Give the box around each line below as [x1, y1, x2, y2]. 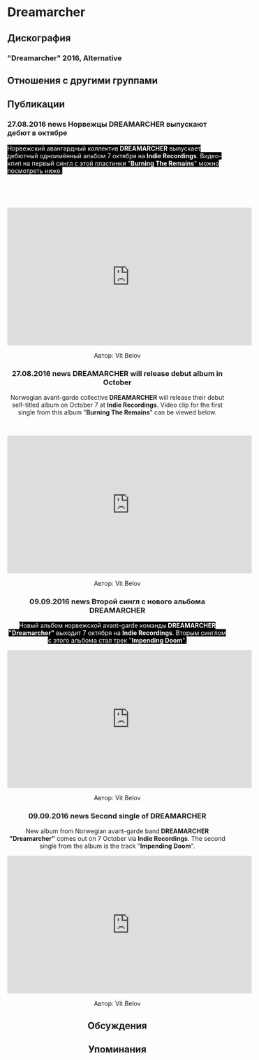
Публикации [7, 99, 65, 111]
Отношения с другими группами [7, 74, 158, 86]
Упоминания [88, 1044, 147, 1056]
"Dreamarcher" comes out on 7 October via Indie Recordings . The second [9, 835, 225, 843]
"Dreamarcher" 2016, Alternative [7, 53, 122, 63]
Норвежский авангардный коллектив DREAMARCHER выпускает [7, 144, 201, 153]
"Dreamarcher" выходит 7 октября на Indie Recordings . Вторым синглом [8, 629, 227, 637]
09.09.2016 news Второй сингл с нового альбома [29, 597, 206, 606]
